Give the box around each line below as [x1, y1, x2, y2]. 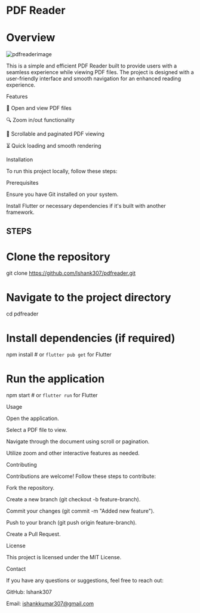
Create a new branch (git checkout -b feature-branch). [6, 496, 141, 503]
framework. [6, 209, 35, 216]
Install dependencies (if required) [6, 331, 176, 345]
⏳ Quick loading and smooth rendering [6, 142, 101, 149]
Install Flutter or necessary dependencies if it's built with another [6, 203, 166, 210]
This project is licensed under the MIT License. [6, 554, 122, 561]
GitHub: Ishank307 [6, 589, 53, 596]
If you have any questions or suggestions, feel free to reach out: [6, 577, 164, 584]
